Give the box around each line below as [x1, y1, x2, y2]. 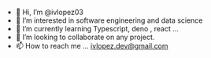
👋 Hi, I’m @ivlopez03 [15, 8, 84, 16]
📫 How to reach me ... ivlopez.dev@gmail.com [15, 42, 168, 50]
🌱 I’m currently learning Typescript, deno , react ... [15, 24, 180, 33]
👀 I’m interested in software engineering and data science [15, 16, 203, 25]
